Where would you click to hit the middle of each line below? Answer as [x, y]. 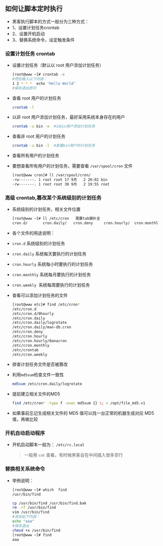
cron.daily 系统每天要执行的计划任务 [49, 253]
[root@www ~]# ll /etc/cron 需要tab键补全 [56, 219]
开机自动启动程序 [25, 433]
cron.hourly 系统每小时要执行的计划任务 [53, 264]
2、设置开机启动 [28, 34]
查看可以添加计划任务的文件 [40, 295]
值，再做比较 [25, 420]
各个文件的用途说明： [33, 233]
